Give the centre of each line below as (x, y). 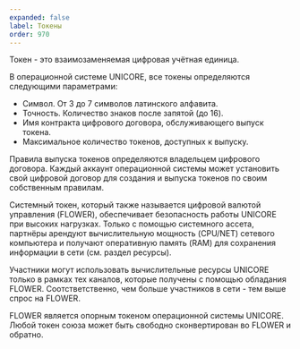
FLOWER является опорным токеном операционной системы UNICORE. (146, 316)
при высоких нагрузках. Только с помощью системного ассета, (132, 224)
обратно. (26, 335)
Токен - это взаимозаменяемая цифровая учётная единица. (124, 60)
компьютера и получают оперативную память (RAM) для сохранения (142, 243)
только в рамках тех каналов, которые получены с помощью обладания (148, 279)
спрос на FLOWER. (45, 298)
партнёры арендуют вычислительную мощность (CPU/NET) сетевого (142, 234)
